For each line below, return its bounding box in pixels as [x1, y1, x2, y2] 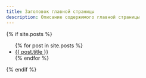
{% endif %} [6, 66, 37, 73]
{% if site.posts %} [6, 30, 52, 37]
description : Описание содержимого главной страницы [6, 14, 140, 20]
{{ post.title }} [14, 48, 49, 55]
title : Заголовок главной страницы [6, 8, 95, 15]
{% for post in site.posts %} [14, 42, 83, 49]
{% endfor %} [14, 54, 49, 61]
